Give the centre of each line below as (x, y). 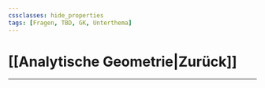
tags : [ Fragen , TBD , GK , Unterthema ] (70, 23)
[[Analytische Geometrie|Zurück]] (123, 62)
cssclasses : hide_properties (56, 15)
